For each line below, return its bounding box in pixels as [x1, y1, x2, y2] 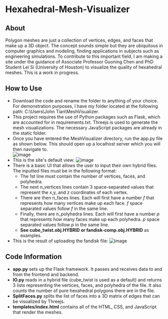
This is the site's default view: [12, 157, 75, 163]
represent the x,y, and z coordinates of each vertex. [20, 189, 129, 195]
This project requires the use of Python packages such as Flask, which [12, 114, 160, 120]
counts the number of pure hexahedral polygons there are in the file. [12, 288, 155, 294]
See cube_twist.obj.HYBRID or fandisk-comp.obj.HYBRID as [20, 227, 149, 233]
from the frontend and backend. [12, 271, 79, 277]
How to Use [5, 84, 43, 93]
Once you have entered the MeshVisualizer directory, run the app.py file [12, 135, 163, 141]
